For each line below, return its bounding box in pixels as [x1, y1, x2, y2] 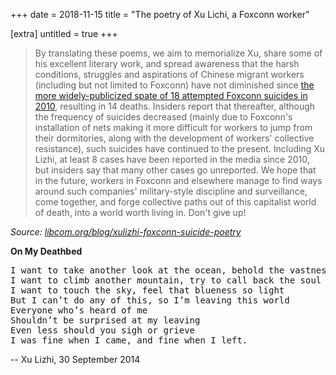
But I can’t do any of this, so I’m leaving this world [10, 295, 290, 306]
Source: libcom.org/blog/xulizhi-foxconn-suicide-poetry [10, 226, 242, 238]
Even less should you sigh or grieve [10, 325, 196, 336]
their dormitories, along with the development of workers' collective [34, 132, 315, 144]
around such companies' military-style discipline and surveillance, [34, 185, 308, 197]
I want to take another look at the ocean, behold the [10, 265, 285, 276]
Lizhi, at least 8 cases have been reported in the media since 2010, [34, 154, 310, 165]
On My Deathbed [10, 245, 83, 257]
